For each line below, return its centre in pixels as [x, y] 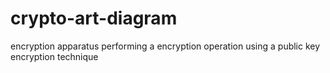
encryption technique [54, 56]
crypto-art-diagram [94, 18]
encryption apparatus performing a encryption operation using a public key [165, 46]
